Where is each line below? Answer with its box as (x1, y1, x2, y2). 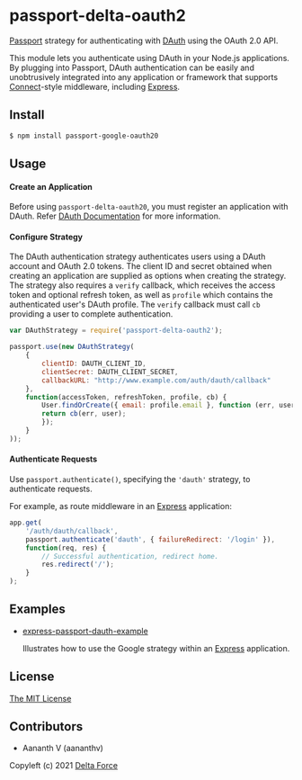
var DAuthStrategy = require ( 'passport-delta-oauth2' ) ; (9, 326, 223, 336)
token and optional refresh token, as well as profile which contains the (9, 290, 273, 300)
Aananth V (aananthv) (22, 743, 103, 754)
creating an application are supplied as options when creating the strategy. (9, 271, 287, 282)
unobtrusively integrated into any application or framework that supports (9, 71, 279, 82)
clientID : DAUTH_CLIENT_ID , (41, 359, 147, 369)
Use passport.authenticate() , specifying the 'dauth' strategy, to (9, 474, 251, 484)
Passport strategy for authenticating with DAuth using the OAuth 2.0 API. (9, 35, 279, 46)
